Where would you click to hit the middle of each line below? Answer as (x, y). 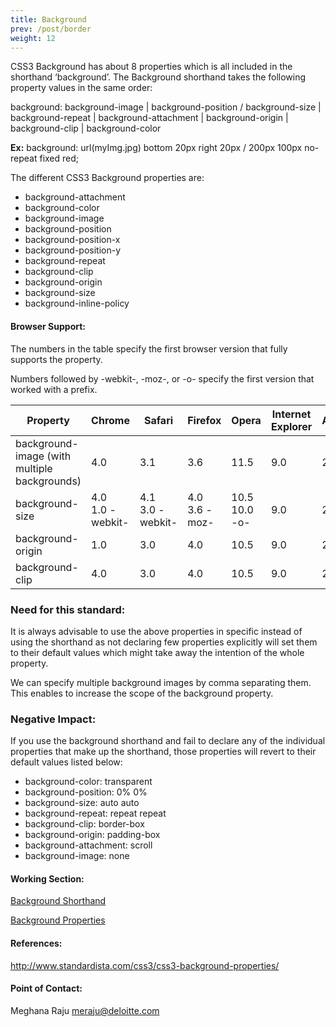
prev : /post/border (51, 29)
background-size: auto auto (82, 803)
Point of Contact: (46, 988)
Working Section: (47, 878)
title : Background (48, 19)
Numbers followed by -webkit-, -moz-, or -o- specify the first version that (162, 378)
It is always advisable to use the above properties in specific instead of (156, 631)
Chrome (110, 420)
